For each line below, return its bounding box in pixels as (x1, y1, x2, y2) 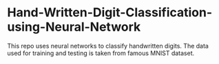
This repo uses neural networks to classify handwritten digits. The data (7, 42, 209, 50)
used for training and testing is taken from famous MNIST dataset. (7, 49, 195, 57)
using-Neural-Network (7, 19, 141, 35)
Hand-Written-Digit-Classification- (7, 5, 213, 20)
